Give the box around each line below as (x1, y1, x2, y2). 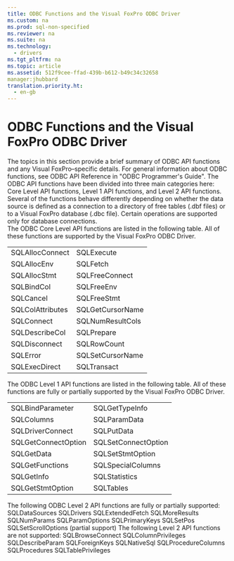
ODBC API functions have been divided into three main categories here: (7, 180, 215, 188)
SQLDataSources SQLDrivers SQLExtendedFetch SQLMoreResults (7, 509, 199, 517)
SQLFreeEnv (76, 282, 117, 292)
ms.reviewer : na (7, 30, 55, 37)
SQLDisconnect (11, 339, 63, 349)
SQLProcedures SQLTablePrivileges (7, 546, 111, 555)
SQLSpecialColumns (93, 460, 162, 470)
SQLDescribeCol (11, 328, 66, 337)
